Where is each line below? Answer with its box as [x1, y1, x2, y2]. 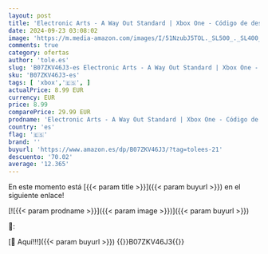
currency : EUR [8, 93, 56, 101]
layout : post [8, 11, 52, 20]
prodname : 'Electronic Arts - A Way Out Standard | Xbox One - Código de [8, 116, 259, 124]
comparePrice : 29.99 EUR [8, 109, 91, 117]
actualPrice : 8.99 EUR [8, 85, 84, 94]
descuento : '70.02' [8, 153, 73, 161]
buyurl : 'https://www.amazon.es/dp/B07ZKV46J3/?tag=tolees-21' [8, 145, 223, 153]
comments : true [8, 42, 59, 50]
